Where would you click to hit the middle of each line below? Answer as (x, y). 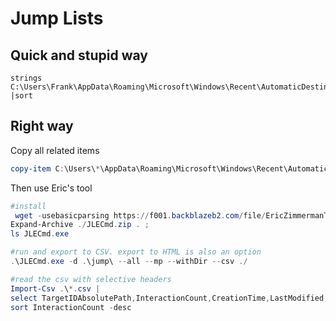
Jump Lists (57, 18)
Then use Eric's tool (51, 188)
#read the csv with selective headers (91, 279)
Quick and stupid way (79, 55)
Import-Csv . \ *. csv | (55, 288)
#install (28, 206)
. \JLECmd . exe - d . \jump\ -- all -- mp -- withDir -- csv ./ (129, 262)
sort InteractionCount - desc (71, 307)
